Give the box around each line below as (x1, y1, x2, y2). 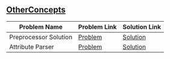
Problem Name (19, 22, 63, 31)
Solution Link (122, 22, 162, 31)
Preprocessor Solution (9, 33, 73, 41)
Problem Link (78, 22, 117, 31)
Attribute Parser (9, 42, 54, 51)
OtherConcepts (6, 5, 66, 15)
